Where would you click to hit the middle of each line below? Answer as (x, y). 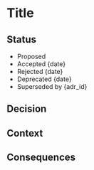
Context (25, 133)
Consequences (41, 158)
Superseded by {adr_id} (52, 86)
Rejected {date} (40, 71)
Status (22, 39)
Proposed (31, 56)
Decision (27, 109)
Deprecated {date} (44, 79)
